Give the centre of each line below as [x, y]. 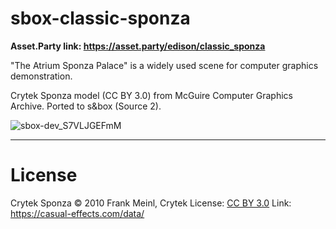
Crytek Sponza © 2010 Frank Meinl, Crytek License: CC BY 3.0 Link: [151, 203]
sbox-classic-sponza [100, 18]
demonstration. [41, 76]
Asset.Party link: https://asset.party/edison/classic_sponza [138, 46]
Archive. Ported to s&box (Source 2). [86, 106]
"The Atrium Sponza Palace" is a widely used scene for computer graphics [164, 65]
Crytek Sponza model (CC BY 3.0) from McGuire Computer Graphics [151, 95]
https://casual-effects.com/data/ [77, 213]
